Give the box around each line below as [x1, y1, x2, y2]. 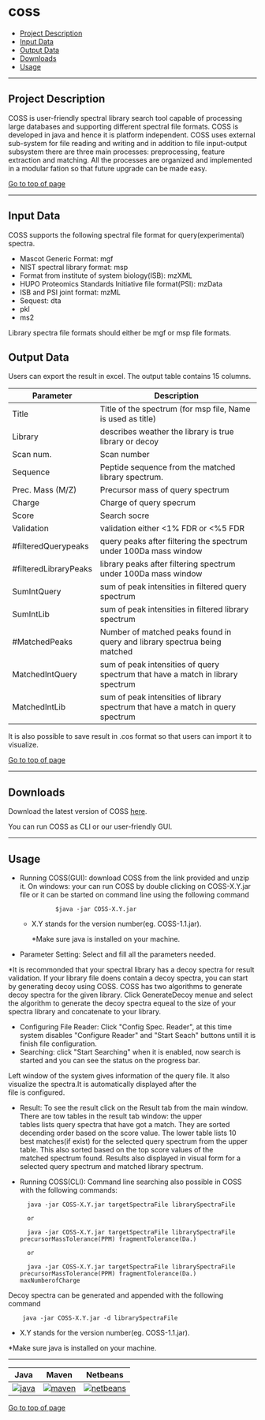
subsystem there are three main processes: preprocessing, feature [8, 147, 226, 156]
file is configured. [8, 1088, 65, 1097]
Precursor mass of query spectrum [99, 485, 230, 496]
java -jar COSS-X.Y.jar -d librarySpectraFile [22, 1314, 178, 1322]
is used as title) [99, 414, 156, 425]
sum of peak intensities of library [99, 691, 222, 703]
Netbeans [86, 1369, 124, 1380]
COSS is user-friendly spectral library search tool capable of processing [8, 113, 243, 122]
